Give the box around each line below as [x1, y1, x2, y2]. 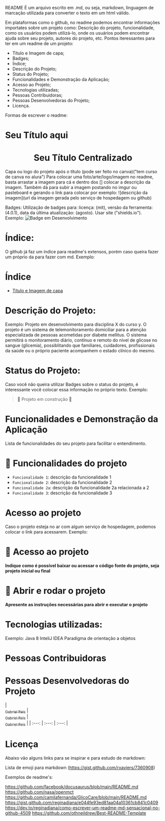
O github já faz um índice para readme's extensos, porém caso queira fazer [5, 249, 159, 255]
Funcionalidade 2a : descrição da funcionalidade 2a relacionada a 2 [12, 484, 150, 490]
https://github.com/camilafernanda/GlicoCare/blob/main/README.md [5, 794, 147, 800]
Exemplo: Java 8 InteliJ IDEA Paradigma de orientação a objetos [5, 635, 136, 641]
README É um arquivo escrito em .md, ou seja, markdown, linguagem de [5, 5, 154, 10]
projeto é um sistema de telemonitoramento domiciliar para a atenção [5, 327, 147, 333]
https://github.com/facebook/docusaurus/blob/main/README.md [5, 783, 138, 789]
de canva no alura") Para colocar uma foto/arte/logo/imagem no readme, [5, 174, 154, 180]
